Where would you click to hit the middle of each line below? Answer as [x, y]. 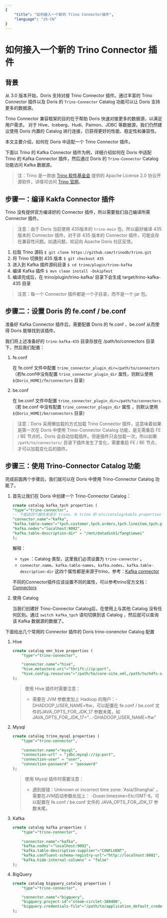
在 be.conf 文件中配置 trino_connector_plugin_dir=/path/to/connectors [86, 400]
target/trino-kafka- [142, 277]
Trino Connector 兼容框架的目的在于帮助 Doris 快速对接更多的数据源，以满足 [84, 119]
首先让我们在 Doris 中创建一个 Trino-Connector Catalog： [72, 496]
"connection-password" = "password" [60, 764]
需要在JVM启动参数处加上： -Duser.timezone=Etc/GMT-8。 [94, 795]
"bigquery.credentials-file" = [53, 906]
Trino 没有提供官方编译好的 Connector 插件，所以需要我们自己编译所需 [78, 212]
